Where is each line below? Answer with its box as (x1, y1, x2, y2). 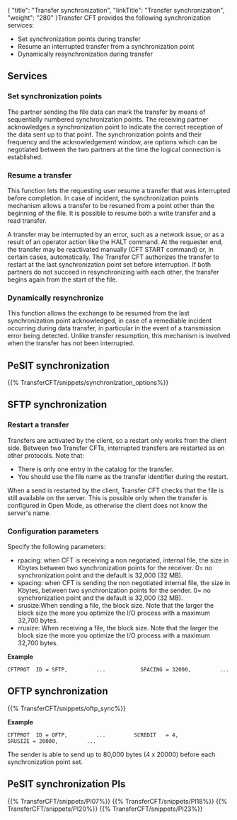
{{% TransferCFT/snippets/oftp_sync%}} (7, 704, 126, 712)
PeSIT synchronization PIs (7, 778, 126, 790)
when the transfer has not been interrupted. (7, 339, 135, 347)
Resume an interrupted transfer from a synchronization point (17, 42, 195, 50)
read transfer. (7, 216, 47, 225)
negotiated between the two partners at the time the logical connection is (7, 145, 221, 154)
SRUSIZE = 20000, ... (7, 737, 97, 745)
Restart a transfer (7, 420, 69, 430)
